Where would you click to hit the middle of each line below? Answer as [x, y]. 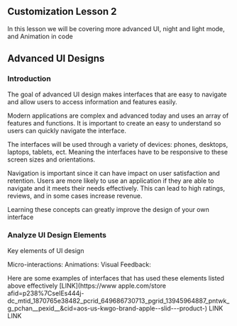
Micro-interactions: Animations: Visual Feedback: [79, 264]
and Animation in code [40, 36]
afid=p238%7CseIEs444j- [46, 293]
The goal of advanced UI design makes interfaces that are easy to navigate [117, 94]
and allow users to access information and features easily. [92, 101]
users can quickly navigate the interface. [67, 130]
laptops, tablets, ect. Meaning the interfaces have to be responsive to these [118, 152]
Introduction [29, 79]
